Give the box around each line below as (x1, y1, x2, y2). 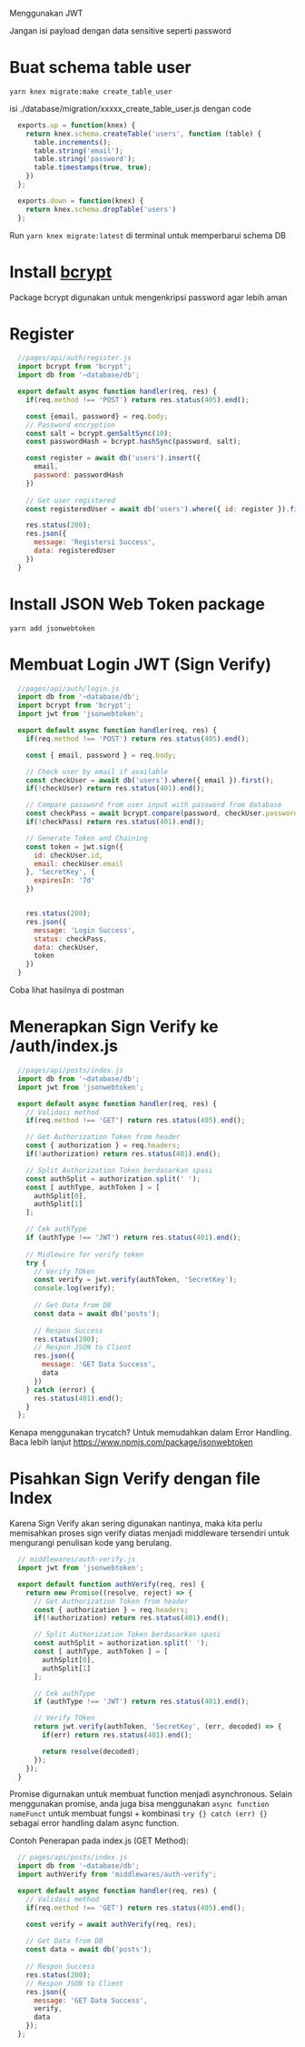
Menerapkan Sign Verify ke (9, 1016, 219, 1037)
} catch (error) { (25, 1385, 95, 1395)
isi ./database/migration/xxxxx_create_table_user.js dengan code (9, 103, 251, 114)
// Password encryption (25, 420, 116, 429)
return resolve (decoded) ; (42, 1747, 141, 1756)
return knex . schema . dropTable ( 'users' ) (25, 205, 177, 214)
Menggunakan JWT (9, 8, 84, 18)
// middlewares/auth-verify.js (17, 1555, 136, 1564)
